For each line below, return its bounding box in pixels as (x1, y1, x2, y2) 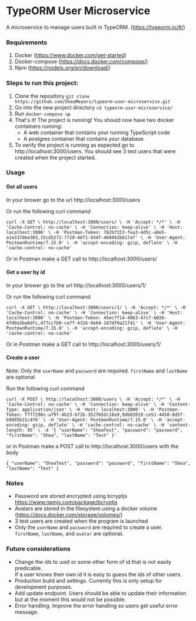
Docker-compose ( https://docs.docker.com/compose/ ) (14, 58, 148, 65)
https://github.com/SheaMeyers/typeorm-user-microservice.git (14, 98, 171, 104)
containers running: (14, 123, 62, 130)
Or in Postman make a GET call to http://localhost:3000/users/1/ (6, 341, 161, 348)
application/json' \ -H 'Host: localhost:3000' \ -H (21, 407, 154, 413)
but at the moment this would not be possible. (14, 596, 126, 603)
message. (14, 608, 39, 615)
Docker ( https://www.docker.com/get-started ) (14, 52, 127, 59)
